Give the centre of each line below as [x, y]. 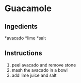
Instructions [23, 53]
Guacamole [28, 8]
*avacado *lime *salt [25, 38]
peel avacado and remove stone [44, 65]
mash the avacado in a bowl [40, 70]
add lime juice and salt [34, 75]
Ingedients [21, 26]
